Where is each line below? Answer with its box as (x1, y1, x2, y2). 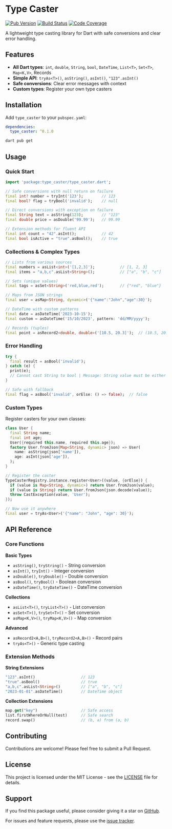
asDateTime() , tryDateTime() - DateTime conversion (12, 584, 122, 590)
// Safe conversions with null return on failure (5, 188, 114, 194)
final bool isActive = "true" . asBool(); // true (5, 236, 118, 241)
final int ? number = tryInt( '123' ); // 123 (5, 194, 116, 199)
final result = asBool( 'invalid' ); (10, 359, 86, 364)
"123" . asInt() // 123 (5, 674, 95, 680)
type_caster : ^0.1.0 (10, 129, 54, 134)
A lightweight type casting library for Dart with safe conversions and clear (5, 30, 161, 36)
